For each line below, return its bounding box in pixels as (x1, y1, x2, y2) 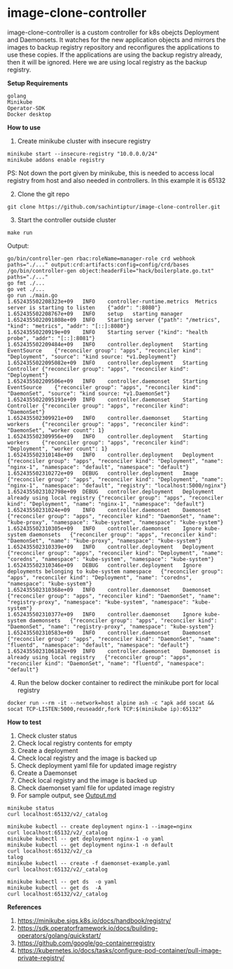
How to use (7, 123, 41, 131)
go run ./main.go (7, 292, 58, 299)
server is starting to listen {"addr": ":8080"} (7, 304, 161, 311)
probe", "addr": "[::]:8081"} (7, 334, 96, 341)
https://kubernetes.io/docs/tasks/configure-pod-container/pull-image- (17, 946, 222, 954)
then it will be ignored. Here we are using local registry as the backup (7, 57, 208, 66)
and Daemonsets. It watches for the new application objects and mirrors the (7, 35, 226, 43)
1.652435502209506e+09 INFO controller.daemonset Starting (7, 377, 209, 385)
